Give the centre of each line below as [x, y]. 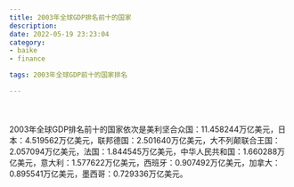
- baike [24, 51]
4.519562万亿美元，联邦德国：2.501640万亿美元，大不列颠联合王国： [152, 141]
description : [33, 26]
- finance [28, 59]
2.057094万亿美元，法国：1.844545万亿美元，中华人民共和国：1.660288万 [147, 151]
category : [28, 42]
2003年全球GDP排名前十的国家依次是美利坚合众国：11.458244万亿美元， [144, 129]
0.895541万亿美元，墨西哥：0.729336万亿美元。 [99, 174]
